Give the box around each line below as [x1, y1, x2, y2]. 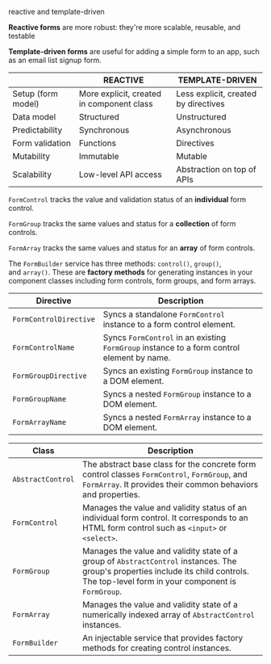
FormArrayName [12, 418, 67, 427]
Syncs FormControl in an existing [102, 332, 227, 343]
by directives [176, 99, 225, 109]
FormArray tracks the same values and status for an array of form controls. [8, 243, 256, 253]
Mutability [12, 151, 51, 162]
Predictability [12, 124, 63, 136]
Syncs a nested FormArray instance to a [102, 412, 252, 422]
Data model [12, 111, 56, 122]
